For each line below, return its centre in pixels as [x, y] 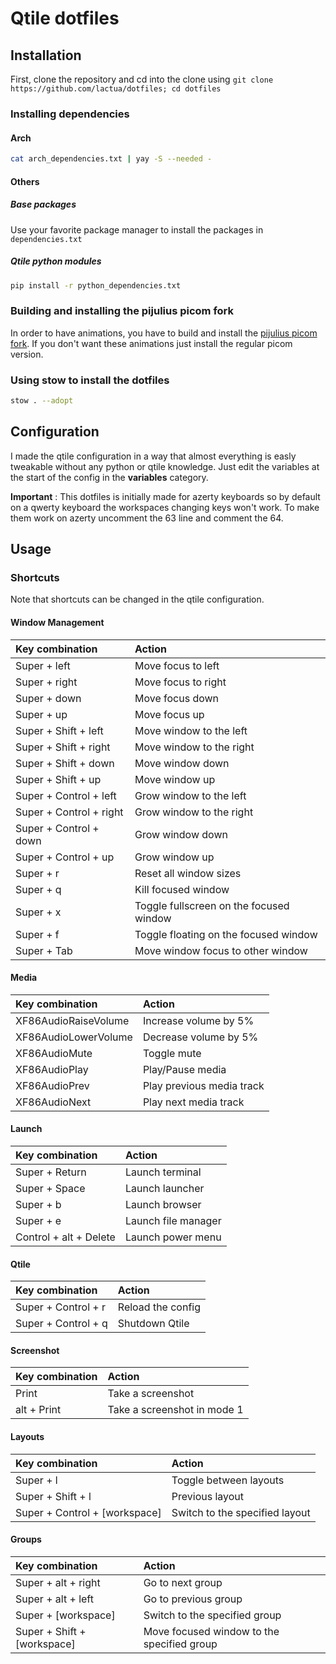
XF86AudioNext [53, 1102]
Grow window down [181, 834]
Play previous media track [203, 1085]
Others [25, 181]
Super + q [38, 889]
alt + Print [38, 1410]
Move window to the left [191, 730]
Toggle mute [172, 1053]
